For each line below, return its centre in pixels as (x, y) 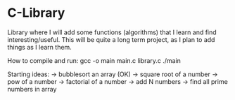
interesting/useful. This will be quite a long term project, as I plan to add (111, 39)
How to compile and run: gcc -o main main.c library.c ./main (94, 60)
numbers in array (32, 89)
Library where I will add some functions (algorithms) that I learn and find (112, 32)
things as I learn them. (39, 47)
